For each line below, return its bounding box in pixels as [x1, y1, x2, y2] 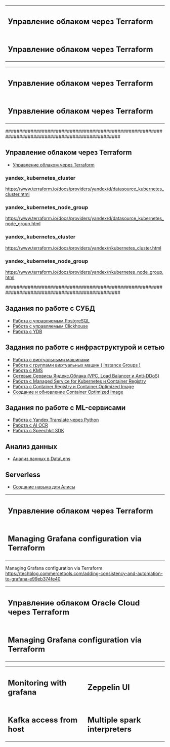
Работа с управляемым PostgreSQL [12, 317, 90, 323]
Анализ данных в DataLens [12, 455, 71, 462]
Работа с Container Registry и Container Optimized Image [12, 383, 134, 389]
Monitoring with [8, 678, 67, 688]
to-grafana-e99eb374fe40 [5, 576, 61, 582]
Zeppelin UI [88, 683, 130, 692]
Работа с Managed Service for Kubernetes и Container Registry [12, 378, 146, 384]
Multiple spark [88, 715, 141, 725]
